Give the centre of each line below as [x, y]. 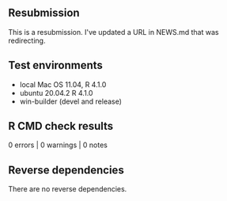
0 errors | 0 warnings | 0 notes [58, 145]
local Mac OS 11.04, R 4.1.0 [63, 84]
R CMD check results [61, 126]
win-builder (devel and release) [71, 101]
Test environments [55, 65]
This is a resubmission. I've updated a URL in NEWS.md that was [114, 32]
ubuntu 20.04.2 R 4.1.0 [56, 93]
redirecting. [27, 40]
